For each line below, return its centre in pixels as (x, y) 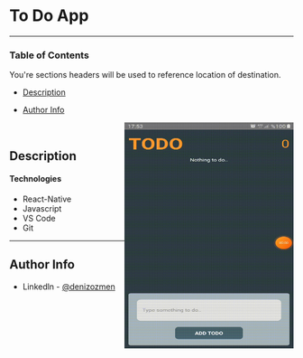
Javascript (42, 208)
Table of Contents (50, 55)
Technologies (36, 179)
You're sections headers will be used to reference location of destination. (145, 75)
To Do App (49, 16)
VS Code (39, 218)
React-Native (47, 199)
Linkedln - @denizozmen (69, 287)
